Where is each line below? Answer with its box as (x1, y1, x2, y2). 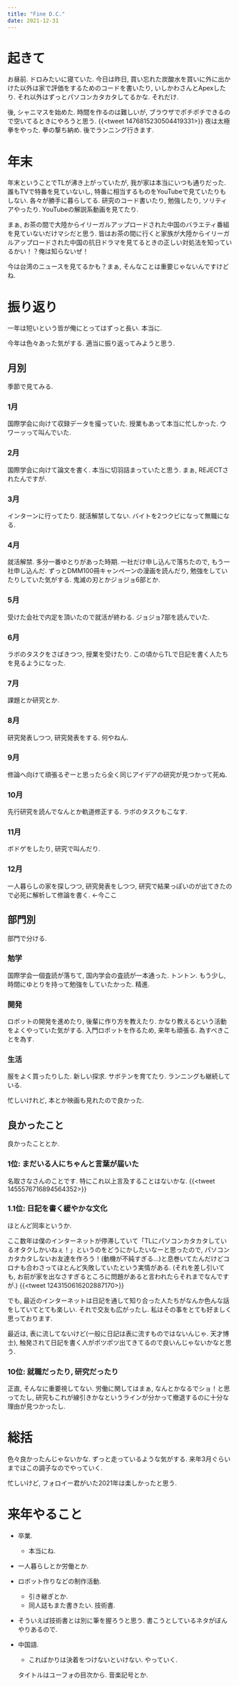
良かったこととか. (7, 1139, 60, 1148)
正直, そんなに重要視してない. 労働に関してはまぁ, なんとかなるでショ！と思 (7, 1384, 230, 1393)
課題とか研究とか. (7, 696, 60, 705)
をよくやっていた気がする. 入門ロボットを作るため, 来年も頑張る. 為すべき (7, 1026, 224, 1035)
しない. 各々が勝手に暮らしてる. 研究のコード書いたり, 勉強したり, (7, 196, 201, 205)
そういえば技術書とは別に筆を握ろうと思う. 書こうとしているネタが (17, 1616, 215, 1625)
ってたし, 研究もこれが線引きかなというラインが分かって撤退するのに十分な (7, 1393, 230, 1402)
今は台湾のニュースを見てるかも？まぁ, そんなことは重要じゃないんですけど (7, 262, 230, 271)
